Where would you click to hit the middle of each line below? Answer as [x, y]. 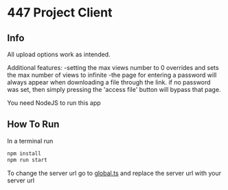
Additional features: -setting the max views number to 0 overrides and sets [113, 68]
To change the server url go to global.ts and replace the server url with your [114, 173]
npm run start [27, 160]
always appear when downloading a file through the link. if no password [109, 82]
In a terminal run [30, 141]
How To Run [33, 124]
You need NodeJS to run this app [54, 103]
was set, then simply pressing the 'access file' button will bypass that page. [114, 90]
